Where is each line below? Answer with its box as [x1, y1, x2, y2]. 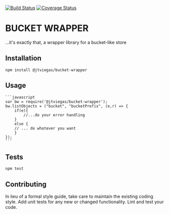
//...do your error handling [23, 112, 85, 118]
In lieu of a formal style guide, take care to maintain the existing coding [5, 193, 154, 200]
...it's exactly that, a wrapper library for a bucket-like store [5, 39, 127, 45]
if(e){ [14, 108, 28, 113]
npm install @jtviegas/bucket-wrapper [5, 67, 87, 73]
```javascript [5, 94, 36, 100]
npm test [5, 166, 24, 171]
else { [14, 121, 28, 126]
